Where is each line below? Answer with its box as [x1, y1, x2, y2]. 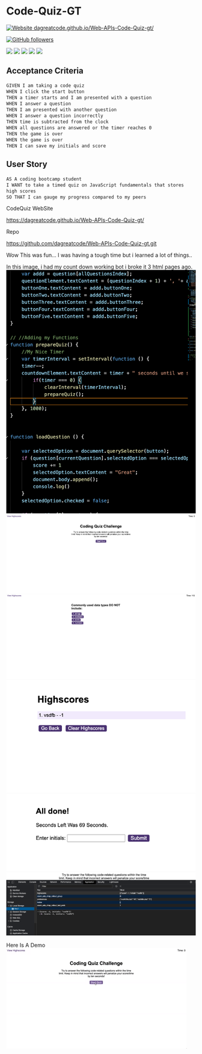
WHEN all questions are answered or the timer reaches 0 [6, 125, 152, 131]
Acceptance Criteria [6, 66, 84, 76]
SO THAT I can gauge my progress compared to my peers [6, 194, 147, 200]
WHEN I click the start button [6, 89, 85, 95]
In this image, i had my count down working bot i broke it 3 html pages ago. [6, 263, 193, 270]
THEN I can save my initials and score [6, 143, 106, 149]
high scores [6, 188, 36, 194]
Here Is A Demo [6, 941, 46, 948]
